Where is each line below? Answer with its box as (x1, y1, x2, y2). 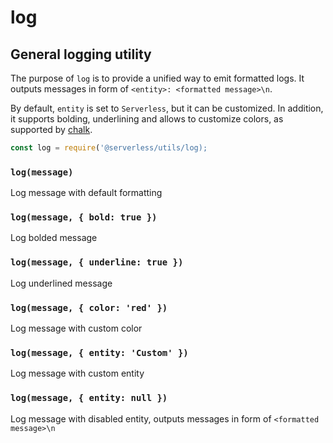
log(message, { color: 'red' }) (10, 302, 168, 313)
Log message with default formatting (10, 187, 163, 199)
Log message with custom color (10, 322, 143, 335)
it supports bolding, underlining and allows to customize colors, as (10, 113, 284, 125)
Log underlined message (10, 277, 113, 289)
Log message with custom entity (10, 367, 145, 380)
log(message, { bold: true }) (10, 212, 158, 223)
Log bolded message (10, 232, 98, 244)
